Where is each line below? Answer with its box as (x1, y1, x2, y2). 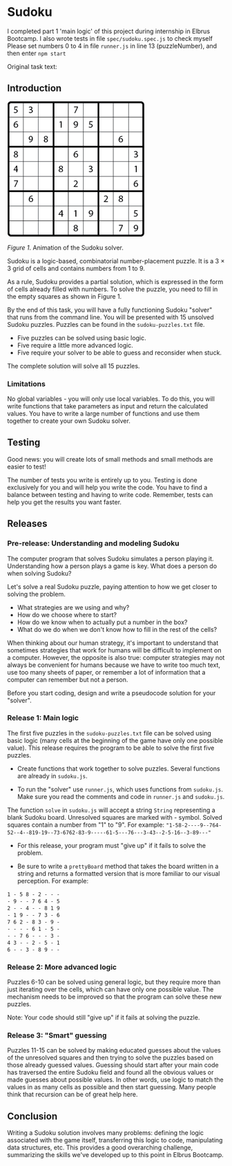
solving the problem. (7, 590, 66, 598)
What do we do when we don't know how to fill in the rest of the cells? (17, 625, 217, 633)
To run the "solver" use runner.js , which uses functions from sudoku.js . (17, 785, 223, 793)
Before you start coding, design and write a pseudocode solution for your (7, 688, 216, 697)
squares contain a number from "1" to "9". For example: (7, 820, 164, 829)
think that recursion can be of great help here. (7, 1090, 138, 1099)
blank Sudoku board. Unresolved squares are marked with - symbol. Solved (7, 813, 223, 821)
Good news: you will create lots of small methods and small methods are (7, 455, 213, 463)
